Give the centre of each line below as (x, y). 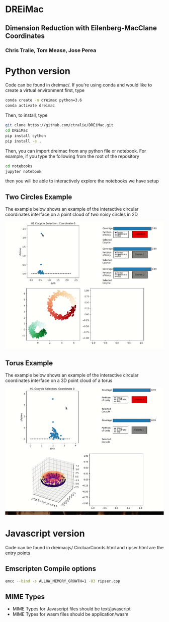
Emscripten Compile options (51, 569)
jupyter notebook (23, 171)
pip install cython (26, 136)
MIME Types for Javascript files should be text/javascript (71, 609)
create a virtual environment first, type (45, 90)
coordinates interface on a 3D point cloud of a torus (59, 380)
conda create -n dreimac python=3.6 (44, 100)
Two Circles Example (39, 197)
